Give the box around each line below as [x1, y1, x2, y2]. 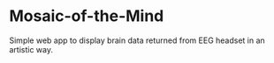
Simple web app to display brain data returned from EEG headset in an [9, 35, 265, 45]
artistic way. [9, 44, 54, 54]
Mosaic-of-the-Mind [9, 6, 164, 26]
